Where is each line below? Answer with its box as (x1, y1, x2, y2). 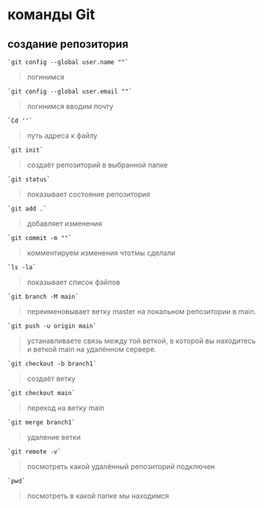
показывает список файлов (26, 277, 121, 287)
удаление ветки (26, 432, 81, 442)
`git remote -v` (7, 448, 61, 456)
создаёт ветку (26, 374, 76, 383)
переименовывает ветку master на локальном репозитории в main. (26, 307, 257, 316)
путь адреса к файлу (26, 131, 98, 140)
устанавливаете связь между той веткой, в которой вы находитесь (26, 336, 256, 345)
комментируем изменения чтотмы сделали (26, 248, 176, 258)
